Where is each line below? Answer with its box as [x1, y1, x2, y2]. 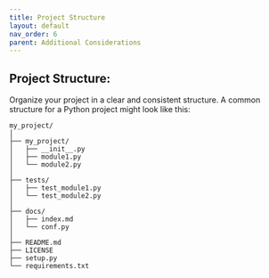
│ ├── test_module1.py [9, 184, 102, 192]
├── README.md [9, 238, 62, 248]
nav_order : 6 [9, 29, 58, 38]
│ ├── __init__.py [9, 144, 86, 154]
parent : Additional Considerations [9, 37, 142, 47]
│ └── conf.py [9, 223, 69, 232]
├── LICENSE [9, 246, 53, 255]
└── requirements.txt [9, 262, 90, 271]
